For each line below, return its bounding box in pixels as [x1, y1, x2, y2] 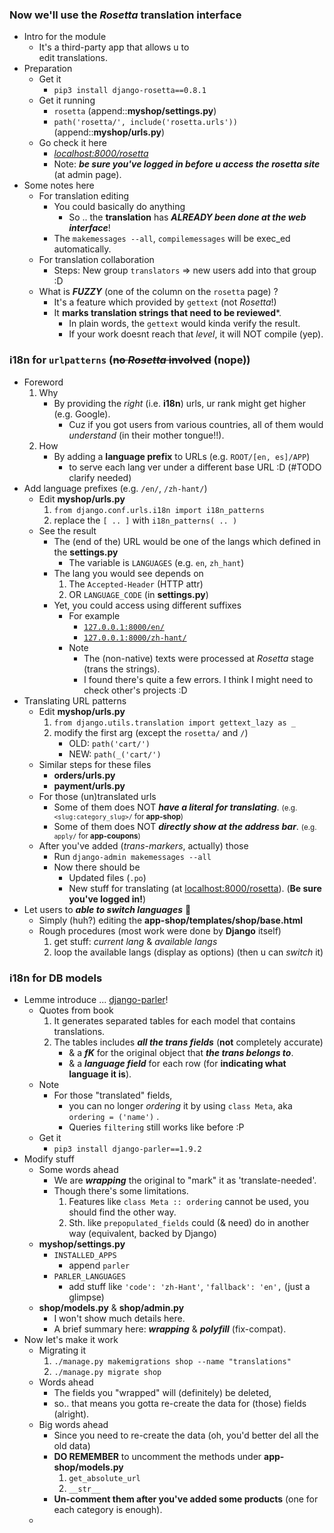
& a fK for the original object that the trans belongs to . [68, 1046, 294, 1058]
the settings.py [53, 546, 119, 558]
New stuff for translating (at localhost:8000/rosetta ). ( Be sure [68, 882, 322, 894]
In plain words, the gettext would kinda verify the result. [68, 318, 301, 330]
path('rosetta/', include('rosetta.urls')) [53, 118, 238, 128]
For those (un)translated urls [38, 790, 157, 802]
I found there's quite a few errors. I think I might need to [83, 673, 314, 685]
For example [68, 609, 121, 622]
